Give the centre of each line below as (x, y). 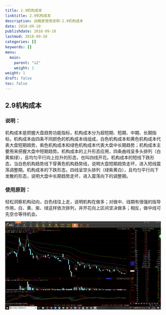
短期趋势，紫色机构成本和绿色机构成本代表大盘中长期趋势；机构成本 (87, 145)
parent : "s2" (27, 63)
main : (15, 57)
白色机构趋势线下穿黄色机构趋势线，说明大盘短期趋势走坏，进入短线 (87, 163)
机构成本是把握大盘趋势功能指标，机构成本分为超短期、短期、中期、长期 (79, 132)
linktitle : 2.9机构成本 (28, 16)
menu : (11, 52)
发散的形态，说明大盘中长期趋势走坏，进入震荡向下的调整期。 (68, 176)
